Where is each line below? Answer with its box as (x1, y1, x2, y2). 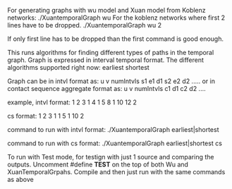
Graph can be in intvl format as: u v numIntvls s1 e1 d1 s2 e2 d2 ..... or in (7, 77, 215, 85)
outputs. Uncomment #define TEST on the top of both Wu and (7, 160, 189, 169)
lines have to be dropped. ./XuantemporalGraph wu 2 (7, 21, 162, 29)
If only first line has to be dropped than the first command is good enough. (7, 35, 224, 43)
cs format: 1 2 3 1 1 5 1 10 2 (7, 112, 85, 120)
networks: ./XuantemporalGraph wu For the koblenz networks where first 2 (7, 13, 226, 22)
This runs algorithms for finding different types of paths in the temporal (7, 49, 214, 56)
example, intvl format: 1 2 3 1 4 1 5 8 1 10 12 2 (7, 98, 138, 106)
